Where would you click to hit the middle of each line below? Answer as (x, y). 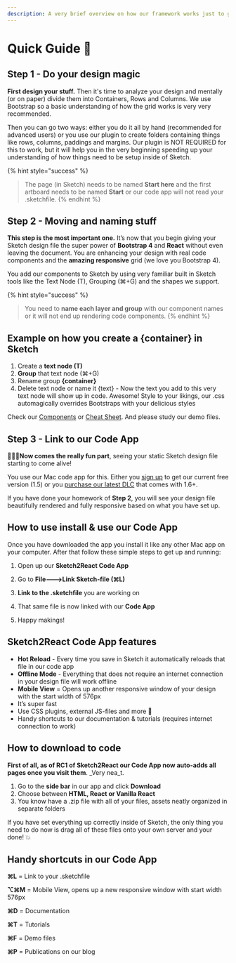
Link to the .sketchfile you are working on (79, 592)
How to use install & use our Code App (92, 527)
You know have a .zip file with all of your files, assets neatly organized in (122, 801)
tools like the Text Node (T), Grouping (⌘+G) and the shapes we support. (113, 281)
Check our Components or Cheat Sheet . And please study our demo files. (114, 417)
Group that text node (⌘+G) (58, 373)
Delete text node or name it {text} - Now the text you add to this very (117, 388)
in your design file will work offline (67, 681)
